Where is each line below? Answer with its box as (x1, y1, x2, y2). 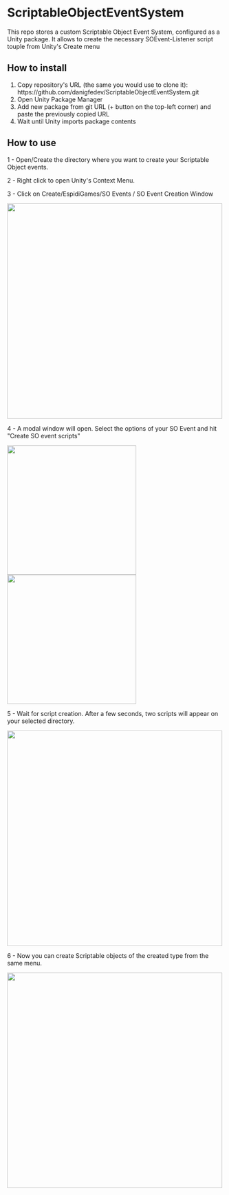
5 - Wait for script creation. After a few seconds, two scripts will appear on (7, 709, 219, 717)
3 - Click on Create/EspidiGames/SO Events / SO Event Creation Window (7, 190, 214, 198)
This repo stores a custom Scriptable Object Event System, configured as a (7, 28, 220, 36)
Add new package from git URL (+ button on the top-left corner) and (17, 102, 211, 111)
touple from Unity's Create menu (7, 42, 100, 50)
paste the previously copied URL (17, 110, 110, 118)
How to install (7, 62, 67, 74)
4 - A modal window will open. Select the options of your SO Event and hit (7, 424, 217, 432)
